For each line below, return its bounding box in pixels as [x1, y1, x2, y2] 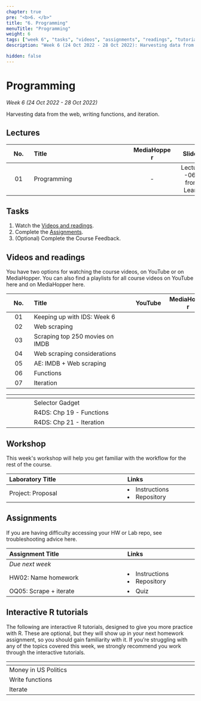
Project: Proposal [9, 489, 58, 497]
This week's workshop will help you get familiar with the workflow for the [6, 454, 187, 462]
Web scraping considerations [33, 349, 117, 358]
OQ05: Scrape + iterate [9, 586, 75, 595]
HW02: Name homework [9, 573, 79, 582]
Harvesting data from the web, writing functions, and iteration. [6, 110, 160, 118]
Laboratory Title [9, 475, 56, 483]
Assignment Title [9, 550, 60, 558]
